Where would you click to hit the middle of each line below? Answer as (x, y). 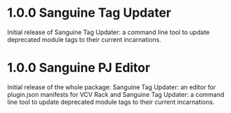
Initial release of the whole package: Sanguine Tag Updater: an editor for (112, 87)
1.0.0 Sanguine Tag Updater (89, 13)
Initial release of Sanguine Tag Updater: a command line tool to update (109, 32)
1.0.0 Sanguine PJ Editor (79, 68)
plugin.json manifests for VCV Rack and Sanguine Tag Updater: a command (116, 94)
